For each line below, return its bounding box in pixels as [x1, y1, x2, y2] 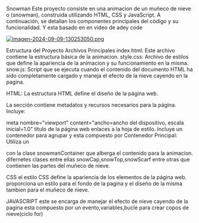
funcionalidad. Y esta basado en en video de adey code [6, 24, 143, 31]
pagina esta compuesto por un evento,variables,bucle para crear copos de [6, 204, 189, 211]
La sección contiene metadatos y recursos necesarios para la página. [6, 101, 176, 109]
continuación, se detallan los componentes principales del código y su [6, 18, 179, 24]
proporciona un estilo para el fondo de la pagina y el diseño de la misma [6, 180, 182, 187]
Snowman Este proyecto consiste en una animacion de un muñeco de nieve [6, 5, 191, 12]
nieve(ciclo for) [6, 211, 43, 217]
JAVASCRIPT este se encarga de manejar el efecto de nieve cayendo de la [6, 198, 188, 205]
